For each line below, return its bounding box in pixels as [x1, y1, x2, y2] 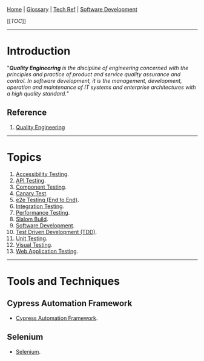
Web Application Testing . [15, 247, 79, 255]
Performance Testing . [15, 209, 70, 216]
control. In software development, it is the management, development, [7, 77, 182, 84]
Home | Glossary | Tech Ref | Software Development [7, 6, 138, 13]
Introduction [7, 44, 71, 58]
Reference [7, 108, 47, 118]
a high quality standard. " [7, 89, 69, 97]
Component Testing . [15, 183, 67, 190]
